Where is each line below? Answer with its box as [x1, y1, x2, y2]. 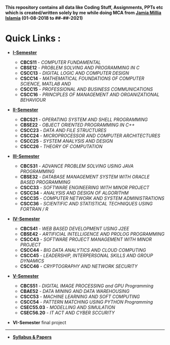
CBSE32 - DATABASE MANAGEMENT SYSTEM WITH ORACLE [20, 174, 150, 180]
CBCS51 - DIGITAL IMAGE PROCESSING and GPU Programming [20, 283, 154, 289]
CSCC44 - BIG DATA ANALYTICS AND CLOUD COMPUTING [20, 247, 146, 253]
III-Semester [12, 153, 39, 159]
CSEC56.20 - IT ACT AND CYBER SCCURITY [20, 310, 115, 316]
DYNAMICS [20, 257, 45, 264]
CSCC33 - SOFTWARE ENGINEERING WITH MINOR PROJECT [20, 184, 150, 190]
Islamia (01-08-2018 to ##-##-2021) [5, 15, 83, 21]
